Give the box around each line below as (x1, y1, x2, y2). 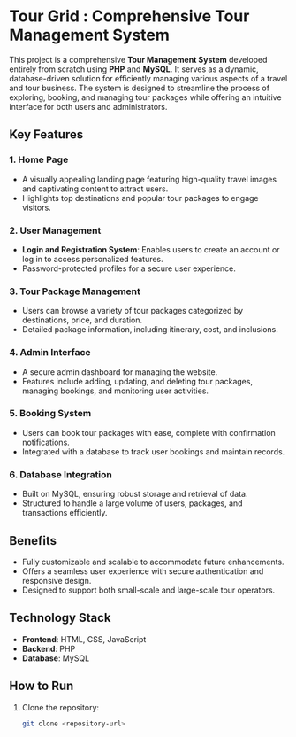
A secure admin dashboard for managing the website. (21, 366, 218, 377)
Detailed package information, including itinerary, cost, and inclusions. (21, 324, 278, 335)
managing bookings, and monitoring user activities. (21, 385, 209, 396)
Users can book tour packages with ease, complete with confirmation (21, 427, 276, 438)
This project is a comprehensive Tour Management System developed (9, 54, 268, 65)
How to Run (9, 679, 74, 694)
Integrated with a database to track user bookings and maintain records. (21, 446, 285, 457)
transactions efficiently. (21, 508, 108, 518)
